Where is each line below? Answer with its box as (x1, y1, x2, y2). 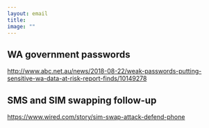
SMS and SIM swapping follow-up (7, 94, 157, 106)
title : (7, 17, 26, 24)
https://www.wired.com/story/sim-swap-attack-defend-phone (7, 113, 185, 121)
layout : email (7, 10, 49, 17)
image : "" (7, 23, 36, 30)
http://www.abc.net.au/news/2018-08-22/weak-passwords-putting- (7, 67, 202, 75)
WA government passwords (7, 48, 131, 60)
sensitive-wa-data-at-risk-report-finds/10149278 (7, 74, 147, 83)
